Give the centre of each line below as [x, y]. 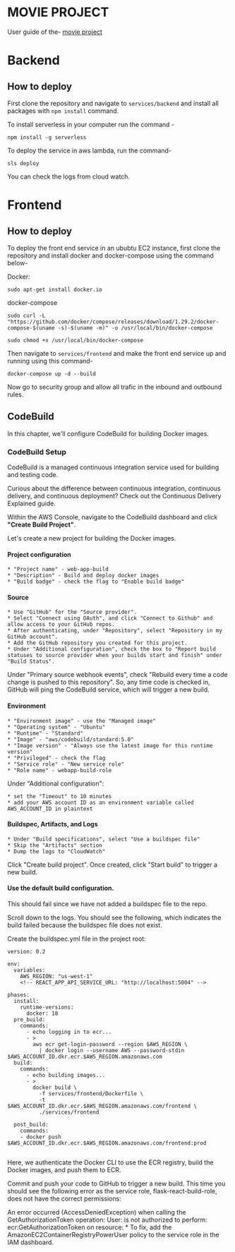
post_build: [31, 1125]
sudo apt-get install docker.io [55, 289]
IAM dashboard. [31, 1242]
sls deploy [23, 163]
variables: [30, 970]
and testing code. [33, 475]
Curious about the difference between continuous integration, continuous [114, 488]
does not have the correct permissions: [64, 1199]
